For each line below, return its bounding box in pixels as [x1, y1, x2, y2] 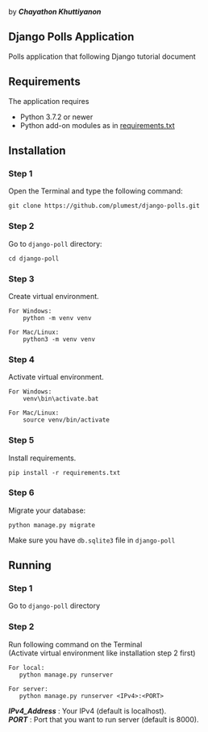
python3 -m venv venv [23, 335, 95, 343]
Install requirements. [8, 453, 77, 463]
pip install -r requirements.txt [8, 468, 121, 476]
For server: [8, 684, 48, 692]
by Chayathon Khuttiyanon [8, 7, 102, 16]
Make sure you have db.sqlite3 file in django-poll [8, 535, 176, 545]
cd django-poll [8, 254, 60, 263]
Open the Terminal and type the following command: [8, 186, 183, 196]
